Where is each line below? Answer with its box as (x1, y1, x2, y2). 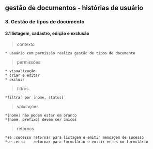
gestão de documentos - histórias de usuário (5, 4, 144, 12)
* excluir (5, 77, 25, 82)
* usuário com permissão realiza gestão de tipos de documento (5, 50, 136, 55)
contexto (16, 41, 35, 47)
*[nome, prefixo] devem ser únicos (5, 117, 77, 122)
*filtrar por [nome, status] (5, 95, 64, 100)
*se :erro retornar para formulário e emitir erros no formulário (5, 139, 149, 144)
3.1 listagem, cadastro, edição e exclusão (5, 30, 90, 36)
